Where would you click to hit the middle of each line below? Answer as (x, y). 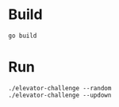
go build (23, 36)
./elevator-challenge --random (60, 88)
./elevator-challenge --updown (60, 95)
